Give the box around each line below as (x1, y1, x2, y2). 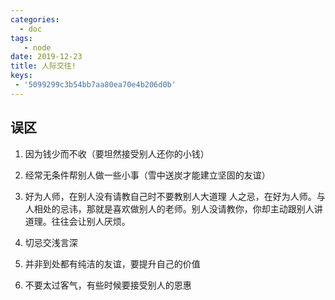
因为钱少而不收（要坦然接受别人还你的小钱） (24, 147, 210, 160)
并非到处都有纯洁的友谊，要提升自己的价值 (24, 257, 201, 270)
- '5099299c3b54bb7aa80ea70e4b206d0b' (14, 80, 177, 90)
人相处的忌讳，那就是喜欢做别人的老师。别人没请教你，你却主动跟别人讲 (24, 202, 323, 215)
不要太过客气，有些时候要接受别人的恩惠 (24, 279, 192, 291)
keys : (10, 71, 33, 81)
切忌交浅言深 (24, 236, 78, 248)
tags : (10, 33, 33, 43)
